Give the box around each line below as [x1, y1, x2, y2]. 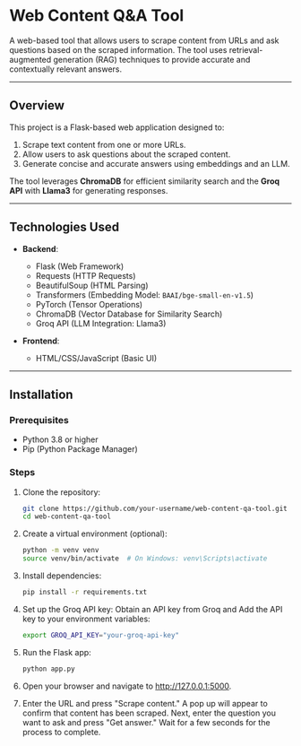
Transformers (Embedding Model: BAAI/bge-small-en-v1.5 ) [35, 289, 254, 300]
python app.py [21, 664, 75, 673]
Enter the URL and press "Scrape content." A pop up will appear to [21, 698, 269, 708]
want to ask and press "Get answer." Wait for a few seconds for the [21, 716, 271, 727]
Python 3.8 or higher [21, 434, 99, 445]
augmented [9, 54, 52, 65]
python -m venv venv [21, 546, 99, 555]
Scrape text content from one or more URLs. [21, 139, 186, 150]
